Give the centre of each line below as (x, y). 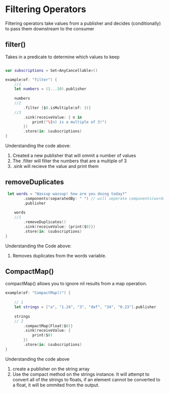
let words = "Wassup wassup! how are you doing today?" (67, 194)
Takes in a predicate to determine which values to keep (62, 57)
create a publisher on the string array (51, 369)
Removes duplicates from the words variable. (59, 255)
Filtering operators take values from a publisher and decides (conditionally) (83, 23)
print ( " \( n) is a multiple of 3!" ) (69, 122)
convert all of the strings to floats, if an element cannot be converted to (86, 379)
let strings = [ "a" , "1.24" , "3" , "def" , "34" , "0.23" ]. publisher (85, 307)
